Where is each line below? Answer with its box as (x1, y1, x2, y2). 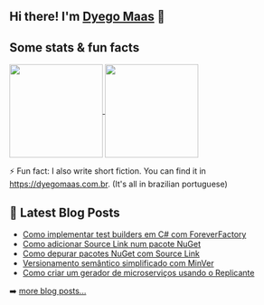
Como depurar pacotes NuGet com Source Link (22, 248, 201, 259)
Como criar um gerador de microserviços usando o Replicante (22, 268, 255, 279)
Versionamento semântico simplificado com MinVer (22, 258, 214, 269)
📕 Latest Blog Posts (9, 205, 120, 220)
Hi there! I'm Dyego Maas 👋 (9, 9, 165, 24)
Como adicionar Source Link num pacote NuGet (22, 239, 202, 250)
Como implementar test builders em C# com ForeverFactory (22, 229, 247, 240)
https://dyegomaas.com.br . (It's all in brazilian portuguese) (9, 178, 228, 190)
